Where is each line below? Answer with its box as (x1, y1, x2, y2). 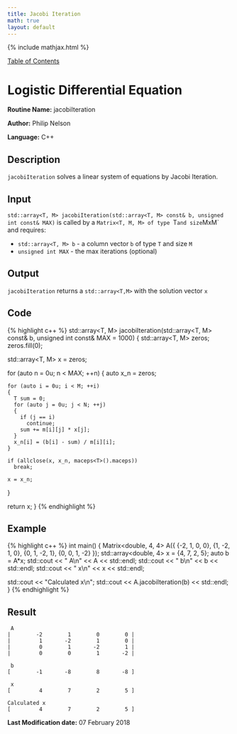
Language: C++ (7, 133, 55, 142)
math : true (7, 17, 40, 24)
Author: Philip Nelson (7, 119, 71, 128)
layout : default (7, 23, 55, 31)
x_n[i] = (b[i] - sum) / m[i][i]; (13, 438, 116, 445)
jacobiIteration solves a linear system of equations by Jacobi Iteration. (7, 172, 219, 181)
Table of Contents (7, 57, 60, 65)
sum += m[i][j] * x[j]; (20, 426, 91, 433)
